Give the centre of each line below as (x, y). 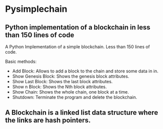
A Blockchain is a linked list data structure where (81, 113)
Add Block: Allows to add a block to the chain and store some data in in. (85, 71)
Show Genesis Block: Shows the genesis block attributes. (71, 76)
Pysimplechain (36, 9)
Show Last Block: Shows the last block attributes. (62, 81)
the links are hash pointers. (48, 120)
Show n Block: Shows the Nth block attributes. (60, 87)
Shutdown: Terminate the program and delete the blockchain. (75, 97)
